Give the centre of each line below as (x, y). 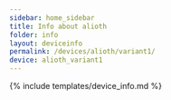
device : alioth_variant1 (56, 60)
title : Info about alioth (58, 26)
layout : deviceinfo (46, 43)
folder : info (34, 35)
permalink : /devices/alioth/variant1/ (82, 52)
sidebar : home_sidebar (52, 18)
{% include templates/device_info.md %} (86, 86)
